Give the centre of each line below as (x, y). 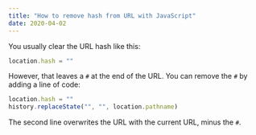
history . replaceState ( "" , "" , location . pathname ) (93, 107)
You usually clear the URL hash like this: (74, 46)
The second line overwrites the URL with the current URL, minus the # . (125, 122)
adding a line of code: (44, 84)
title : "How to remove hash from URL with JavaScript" (102, 16)
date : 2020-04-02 (37, 23)
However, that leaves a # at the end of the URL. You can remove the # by (128, 76)
